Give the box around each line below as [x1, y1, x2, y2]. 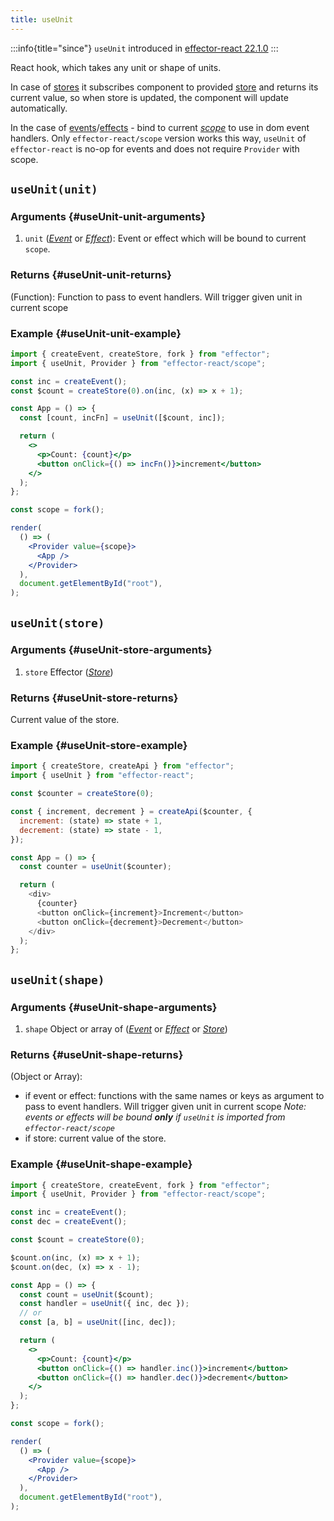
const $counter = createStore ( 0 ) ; [10, 789, 155, 799]
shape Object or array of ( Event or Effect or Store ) [24, 1023, 228, 1035]
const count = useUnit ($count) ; [19, 1289, 155, 1300]
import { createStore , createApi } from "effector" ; [10, 761, 235, 771]
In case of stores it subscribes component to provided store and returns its [10, 81, 319, 93]
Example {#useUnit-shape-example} [10, 1157, 193, 1171]
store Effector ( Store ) [24, 666, 114, 678]
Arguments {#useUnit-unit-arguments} [10, 209, 207, 223]
